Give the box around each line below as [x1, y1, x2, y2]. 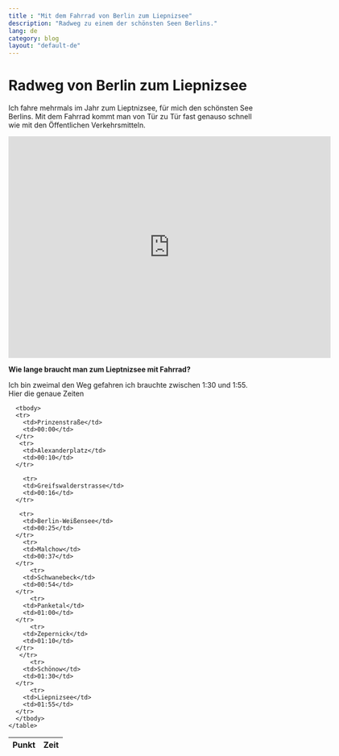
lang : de [8, 27, 38, 35]
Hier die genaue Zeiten [8, 388, 85, 399]
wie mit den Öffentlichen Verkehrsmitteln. [8, 120, 147, 130]
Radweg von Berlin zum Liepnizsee [8, 77, 247, 95]
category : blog [8, 34, 60, 43]
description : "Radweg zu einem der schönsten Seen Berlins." [8, 19, 218, 27]
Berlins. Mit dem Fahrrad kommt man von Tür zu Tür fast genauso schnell [8, 112, 252, 122]
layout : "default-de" [8, 42, 81, 50]
